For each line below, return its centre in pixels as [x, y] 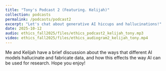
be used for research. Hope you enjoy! [45, 63]
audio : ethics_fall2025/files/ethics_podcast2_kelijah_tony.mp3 [74, 33]
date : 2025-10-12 [24, 29]
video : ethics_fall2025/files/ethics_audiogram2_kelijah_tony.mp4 [77, 38]
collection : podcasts [28, 15]
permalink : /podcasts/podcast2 [38, 19]
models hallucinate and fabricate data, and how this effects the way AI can [83, 57]
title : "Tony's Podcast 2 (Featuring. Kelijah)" [57, 10]
